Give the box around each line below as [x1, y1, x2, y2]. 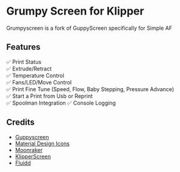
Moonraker [15, 146, 43, 153]
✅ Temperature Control [6, 72, 65, 79]
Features [6, 42, 41, 52]
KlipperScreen [15, 153, 52, 160]
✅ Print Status [6, 58, 42, 65]
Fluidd [15, 159, 32, 167]
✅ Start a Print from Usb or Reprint [6, 92, 93, 100]
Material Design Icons [15, 140, 70, 147]
